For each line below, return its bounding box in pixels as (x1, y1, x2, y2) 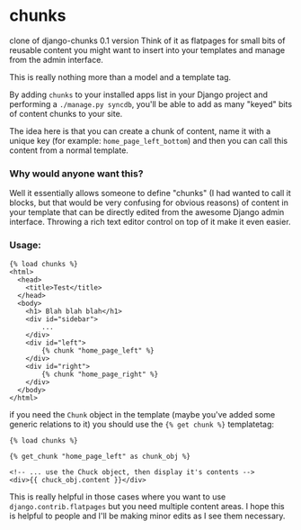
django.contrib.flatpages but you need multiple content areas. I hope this (9, 500, 285, 511)
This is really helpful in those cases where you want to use (9, 491, 226, 502)
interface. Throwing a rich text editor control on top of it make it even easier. (9, 217, 291, 228)
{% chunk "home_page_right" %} (41, 370, 159, 379)
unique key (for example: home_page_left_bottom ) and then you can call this (9, 135, 288, 146)
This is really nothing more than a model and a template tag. (9, 71, 232, 82)
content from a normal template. (9, 145, 128, 156)
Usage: (9, 239, 42, 252)
